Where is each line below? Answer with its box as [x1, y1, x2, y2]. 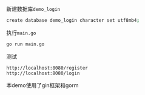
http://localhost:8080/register [6, 65, 88, 71]
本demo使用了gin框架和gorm [6, 81, 79, 89]
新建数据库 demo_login [6, 5, 61, 12]
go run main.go [6, 41, 45, 47]
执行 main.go [6, 29, 36, 36]
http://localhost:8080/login [6, 70, 80, 76]
